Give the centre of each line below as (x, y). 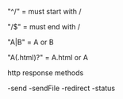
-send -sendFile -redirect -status (61, 88)
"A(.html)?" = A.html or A (48, 57)
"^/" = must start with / (44, 11)
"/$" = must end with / (44, 27)
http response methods (46, 73)
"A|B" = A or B (31, 42)
